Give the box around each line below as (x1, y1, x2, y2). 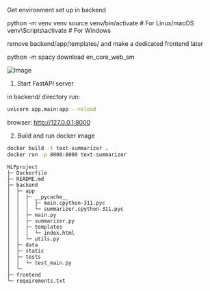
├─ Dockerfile (7, 169, 48, 177)
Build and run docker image (16, 131, 95, 140)
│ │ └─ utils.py (7, 236, 60, 242)
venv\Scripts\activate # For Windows (7, 27, 111, 34)
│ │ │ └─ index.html (7, 229, 75, 236)
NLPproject (7, 164, 38, 170)
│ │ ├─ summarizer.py (7, 217, 75, 225)
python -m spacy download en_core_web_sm (7, 53, 135, 61)
